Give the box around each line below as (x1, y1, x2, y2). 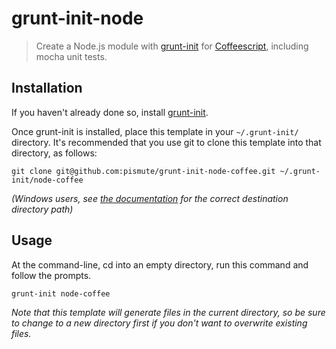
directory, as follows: (11, 147, 98, 159)
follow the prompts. (11, 269, 92, 281)
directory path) (11, 203, 74, 215)
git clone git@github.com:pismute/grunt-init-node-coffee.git (11, 166, 276, 176)
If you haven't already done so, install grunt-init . (11, 106, 209, 118)
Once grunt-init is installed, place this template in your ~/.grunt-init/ (11, 125, 299, 137)
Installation (11, 80, 83, 97)
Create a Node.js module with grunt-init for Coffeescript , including (35, 40, 309, 52)
